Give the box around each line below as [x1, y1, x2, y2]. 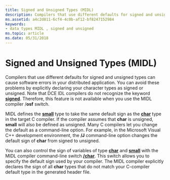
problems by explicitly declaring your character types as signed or [5, 84, 143, 91]
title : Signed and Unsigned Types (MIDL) [5, 7, 94, 13]
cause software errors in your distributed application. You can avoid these [5, 79, 159, 85]
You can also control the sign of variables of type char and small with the [5, 147, 158, 153]
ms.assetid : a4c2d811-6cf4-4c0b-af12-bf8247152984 [5, 17, 114, 22]
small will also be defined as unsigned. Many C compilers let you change [5, 121, 158, 127]
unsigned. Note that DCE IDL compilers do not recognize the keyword [5, 90, 150, 96]
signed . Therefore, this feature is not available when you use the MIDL [5, 96, 152, 102]
